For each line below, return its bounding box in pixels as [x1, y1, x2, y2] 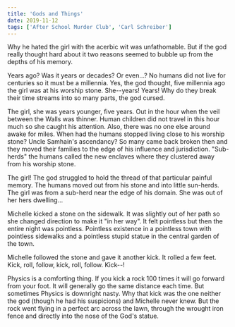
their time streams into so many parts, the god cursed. [7, 94, 165, 102]
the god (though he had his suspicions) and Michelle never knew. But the [7, 297, 219, 305]
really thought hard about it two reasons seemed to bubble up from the [7, 50, 214, 58]
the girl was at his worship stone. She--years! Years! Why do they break [7, 86, 217, 95]
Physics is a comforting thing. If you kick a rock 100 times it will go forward [7, 274, 225, 283]
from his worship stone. [7, 160, 76, 168]
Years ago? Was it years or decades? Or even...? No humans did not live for [7, 71, 226, 80]
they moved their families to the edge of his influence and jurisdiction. [7, 145, 210, 154]
